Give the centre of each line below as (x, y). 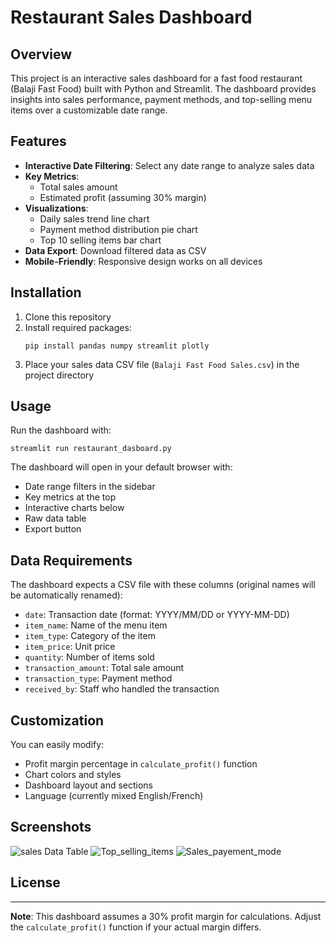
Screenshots (51, 827)
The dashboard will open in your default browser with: (121, 467)
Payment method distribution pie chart (118, 229)
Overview (41, 54)
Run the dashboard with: (61, 430)
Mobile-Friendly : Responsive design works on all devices (143, 261)
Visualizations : (56, 208)
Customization (57, 720)
